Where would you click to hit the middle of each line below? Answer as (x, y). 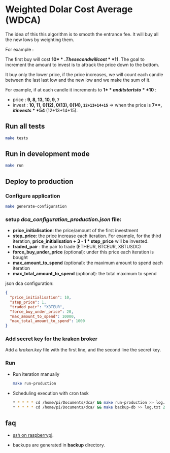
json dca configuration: (29, 283)
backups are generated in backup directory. (59, 445)
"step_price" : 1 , (28, 302)
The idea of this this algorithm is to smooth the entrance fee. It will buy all (82, 34)
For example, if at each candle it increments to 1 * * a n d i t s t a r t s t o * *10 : (81, 89)
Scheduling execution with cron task (50, 393)
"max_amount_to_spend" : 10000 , (43, 316)
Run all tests (25, 126)
